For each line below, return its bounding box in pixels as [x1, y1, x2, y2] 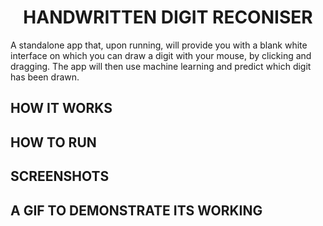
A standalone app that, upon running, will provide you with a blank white [10, 39, 308, 51]
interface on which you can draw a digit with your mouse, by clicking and [10, 49, 312, 61]
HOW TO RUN [10, 134, 97, 151]
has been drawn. [10, 71, 80, 83]
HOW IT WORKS [10, 100, 113, 117]
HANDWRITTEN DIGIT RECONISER [23, 6, 313, 29]
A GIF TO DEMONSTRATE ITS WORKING [10, 202, 263, 219]
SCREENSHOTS [10, 168, 110, 185]
